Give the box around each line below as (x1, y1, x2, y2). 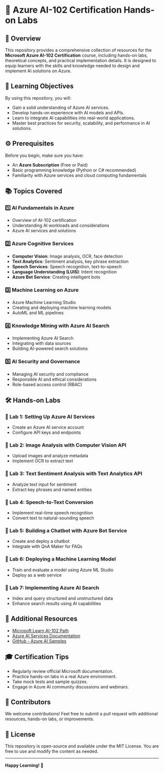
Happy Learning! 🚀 (5, 762, 44, 769)
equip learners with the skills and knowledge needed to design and (5, 63, 140, 68)
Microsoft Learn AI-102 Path (12, 627, 69, 633)
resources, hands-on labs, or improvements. (5, 716, 94, 722)
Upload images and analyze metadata (12, 453, 89, 459)
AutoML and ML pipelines (12, 310, 64, 316)
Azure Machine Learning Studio (12, 299, 76, 305)
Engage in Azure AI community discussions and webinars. (12, 684, 129, 689)
